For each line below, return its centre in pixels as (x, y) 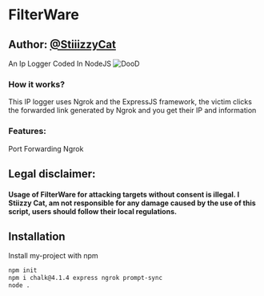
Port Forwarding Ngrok (46, 148)
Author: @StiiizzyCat (62, 45)
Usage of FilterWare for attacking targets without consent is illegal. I (124, 194)
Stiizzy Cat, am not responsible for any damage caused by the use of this (132, 203)
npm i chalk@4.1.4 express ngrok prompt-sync (85, 278)
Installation (37, 236)
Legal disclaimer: (52, 174)
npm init (23, 270)
